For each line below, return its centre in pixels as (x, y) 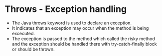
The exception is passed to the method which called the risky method (83, 39)
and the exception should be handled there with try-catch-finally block (84, 44)
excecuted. (23, 33)
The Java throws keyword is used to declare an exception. (72, 23)
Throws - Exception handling (66, 9)
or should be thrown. (33, 49)
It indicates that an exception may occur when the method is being (80, 28)
